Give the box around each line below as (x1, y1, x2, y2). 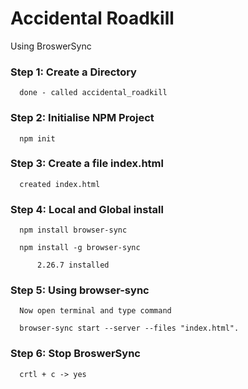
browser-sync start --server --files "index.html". (19, 323, 240, 334)
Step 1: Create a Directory (10, 65, 137, 79)
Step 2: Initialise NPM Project (10, 111, 155, 125)
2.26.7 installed (36, 260, 110, 271)
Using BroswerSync (10, 40, 92, 52)
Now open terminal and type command (19, 306, 172, 316)
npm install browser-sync (19, 225, 128, 236)
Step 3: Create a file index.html (10, 157, 164, 171)
